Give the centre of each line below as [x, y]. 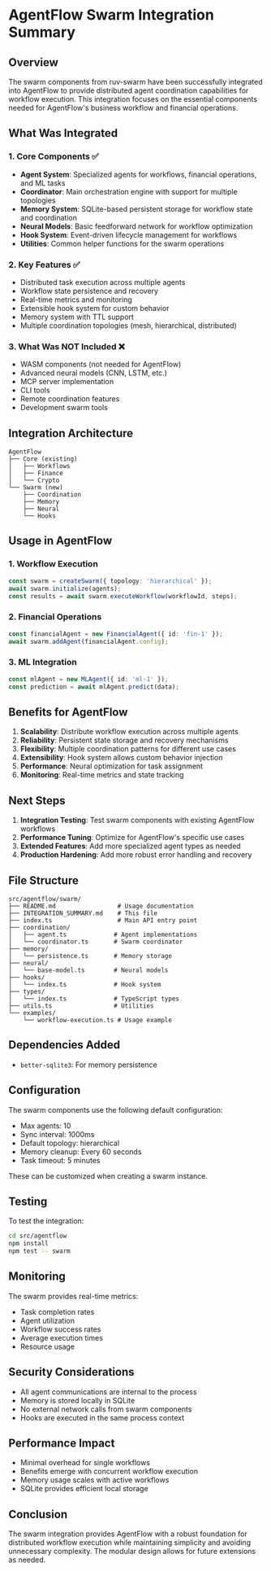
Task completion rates [57, 1311]
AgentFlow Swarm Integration [112, 15]
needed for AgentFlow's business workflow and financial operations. [123, 108]
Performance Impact [62, 1444]
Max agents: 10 [45, 1126]
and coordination [48, 217]
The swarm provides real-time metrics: [73, 1296]
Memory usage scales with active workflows [95, 1480]
